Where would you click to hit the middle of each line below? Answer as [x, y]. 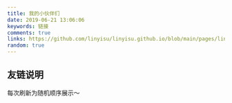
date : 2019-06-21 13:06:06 [46, 20]
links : [17, 39]
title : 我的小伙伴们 [33, 13]
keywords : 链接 [28, 26]
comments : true [29, 33]
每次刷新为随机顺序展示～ [43, 93]
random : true [26, 45]
